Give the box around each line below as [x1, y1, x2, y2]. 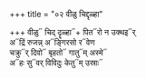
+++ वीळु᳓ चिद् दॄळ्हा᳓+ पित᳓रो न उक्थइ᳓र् [9, 27, 136, 37]
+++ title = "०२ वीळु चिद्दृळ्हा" [9, 9, 103, 19]
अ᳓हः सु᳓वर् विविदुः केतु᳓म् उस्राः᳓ [9, 57, 103, 68]
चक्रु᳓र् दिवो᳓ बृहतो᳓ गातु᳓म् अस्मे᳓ [9, 47, 108, 58]
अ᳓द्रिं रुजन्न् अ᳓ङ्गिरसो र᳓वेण [9, 37, 95, 47]
